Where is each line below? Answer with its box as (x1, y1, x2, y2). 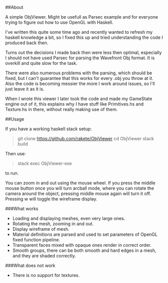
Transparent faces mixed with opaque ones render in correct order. (12, 242, 152, 248)
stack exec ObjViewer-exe (17, 160, 72, 166)
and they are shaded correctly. (12, 253, 76, 258)
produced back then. (5, 40, 49, 46)
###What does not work (5, 262, 56, 268)
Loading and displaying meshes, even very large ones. (12, 216, 125, 221)
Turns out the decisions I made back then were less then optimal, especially (5, 50, 162, 55)
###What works (5, 206, 39, 212)
